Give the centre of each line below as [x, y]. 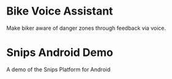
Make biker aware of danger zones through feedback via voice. [86, 28]
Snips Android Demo [60, 53]
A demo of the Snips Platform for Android [58, 69]
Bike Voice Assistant [60, 11]
